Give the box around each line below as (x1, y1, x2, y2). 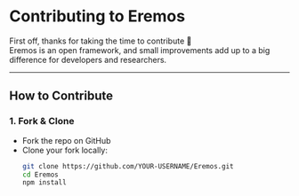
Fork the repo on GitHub (21, 135, 111, 145)
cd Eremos (21, 170, 60, 179)
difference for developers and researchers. (9, 54, 167, 65)
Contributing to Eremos (9, 6, 185, 27)
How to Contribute (9, 89, 114, 104)
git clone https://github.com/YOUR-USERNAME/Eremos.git (21, 161, 234, 170)
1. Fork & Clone (9, 115, 75, 128)
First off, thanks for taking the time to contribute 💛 (9, 35, 192, 46)
